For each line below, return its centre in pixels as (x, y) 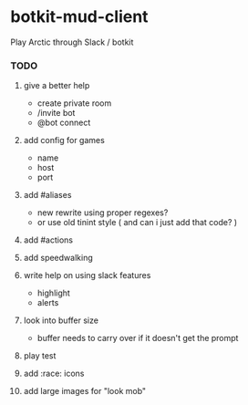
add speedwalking (58, 258)
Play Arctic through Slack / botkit (72, 42)
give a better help (57, 86)
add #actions (48, 240)
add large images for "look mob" (85, 391)
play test (40, 356)
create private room (74, 103)
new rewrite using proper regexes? (103, 213)
